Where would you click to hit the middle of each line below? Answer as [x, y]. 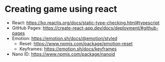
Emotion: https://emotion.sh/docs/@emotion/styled [65, 38]
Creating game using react [61, 9]
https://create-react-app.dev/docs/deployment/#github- [101, 28]
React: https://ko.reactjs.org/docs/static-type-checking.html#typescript [86, 23]
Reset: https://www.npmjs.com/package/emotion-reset [76, 43]
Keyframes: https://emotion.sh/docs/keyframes [68, 49]
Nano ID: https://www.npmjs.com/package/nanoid [63, 54]
